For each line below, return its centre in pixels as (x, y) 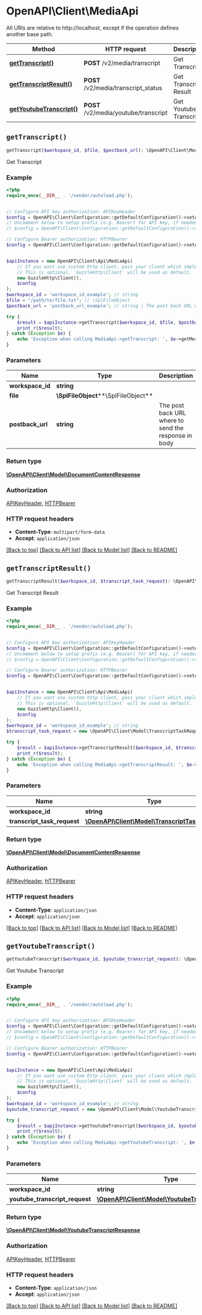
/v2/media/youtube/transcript (126, 113)
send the (171, 428)
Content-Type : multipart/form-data (60, 532)
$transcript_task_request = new (47, 731)
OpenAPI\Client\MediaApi (72, 11)
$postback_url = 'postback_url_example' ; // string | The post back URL (99, 306)
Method (44, 49)
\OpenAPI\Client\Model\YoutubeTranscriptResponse (73, 1230)
